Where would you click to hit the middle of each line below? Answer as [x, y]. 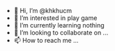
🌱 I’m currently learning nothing [59, 25]
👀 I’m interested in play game [55, 18]
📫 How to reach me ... [46, 40]
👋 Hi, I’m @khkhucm [43, 11]
